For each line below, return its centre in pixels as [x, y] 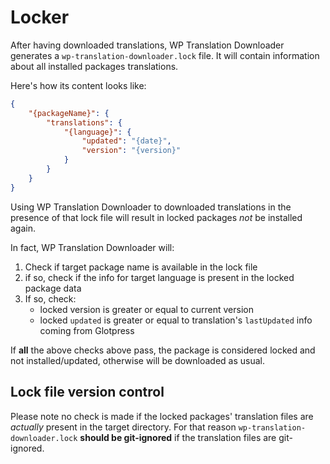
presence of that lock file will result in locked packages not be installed [156, 217]
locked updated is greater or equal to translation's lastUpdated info [176, 320]
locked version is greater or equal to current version [146, 309]
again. [23, 228]
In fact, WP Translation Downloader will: [92, 247]
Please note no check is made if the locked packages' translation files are [162, 416]
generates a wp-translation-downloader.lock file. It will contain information [165, 55]
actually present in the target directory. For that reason [123, 427]
